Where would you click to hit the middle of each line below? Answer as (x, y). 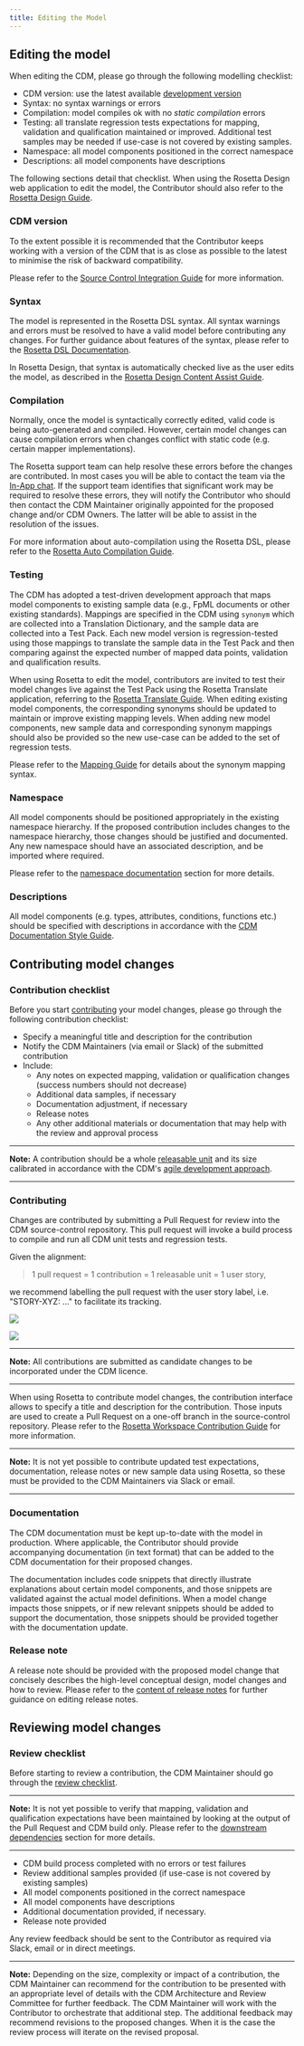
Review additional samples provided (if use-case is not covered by (147, 1873)
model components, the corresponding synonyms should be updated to (143, 708)
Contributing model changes (92, 964)
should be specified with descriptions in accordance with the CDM (133, 926)
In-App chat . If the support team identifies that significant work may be (142, 486)
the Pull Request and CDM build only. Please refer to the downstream (138, 1828)
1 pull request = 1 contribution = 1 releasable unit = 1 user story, (149, 1275)
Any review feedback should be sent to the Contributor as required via (140, 1939)
